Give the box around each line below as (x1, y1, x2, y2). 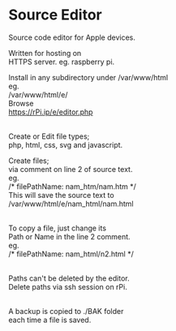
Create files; (8, 156, 49, 165)
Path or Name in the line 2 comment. (8, 231, 131, 241)
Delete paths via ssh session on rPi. (8, 282, 127, 291)
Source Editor (8, 6, 103, 24)
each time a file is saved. (8, 315, 92, 325)
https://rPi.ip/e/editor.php (8, 107, 93, 117)
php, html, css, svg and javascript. (8, 140, 123, 149)
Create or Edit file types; (8, 131, 90, 141)
